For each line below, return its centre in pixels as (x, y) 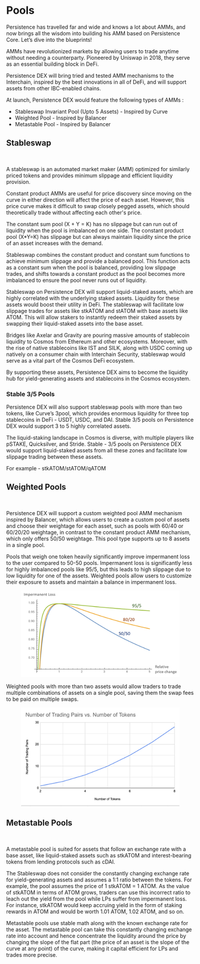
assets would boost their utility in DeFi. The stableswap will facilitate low (95, 304)
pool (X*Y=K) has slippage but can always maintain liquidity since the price (99, 236)
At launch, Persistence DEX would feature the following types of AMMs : (95, 100)
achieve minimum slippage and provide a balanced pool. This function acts (98, 261)
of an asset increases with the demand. (55, 243)
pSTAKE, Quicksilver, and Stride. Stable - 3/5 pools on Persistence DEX (94, 444)
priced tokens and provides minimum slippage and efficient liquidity (90, 175)
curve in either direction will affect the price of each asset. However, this (96, 200)
